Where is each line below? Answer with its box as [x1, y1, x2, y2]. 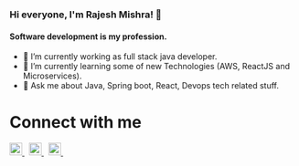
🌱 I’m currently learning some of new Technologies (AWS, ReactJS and [22, 61, 291, 72]
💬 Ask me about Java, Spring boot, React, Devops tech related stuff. [22, 80, 280, 91]
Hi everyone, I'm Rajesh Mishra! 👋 [9, 8, 163, 21]
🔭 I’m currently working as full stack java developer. [22, 51, 218, 62]
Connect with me [9, 112, 142, 133]
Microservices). [22, 70, 82, 81]
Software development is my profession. [9, 31, 167, 42]
